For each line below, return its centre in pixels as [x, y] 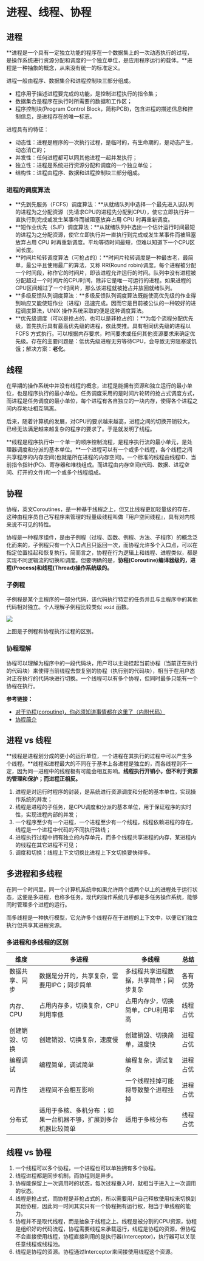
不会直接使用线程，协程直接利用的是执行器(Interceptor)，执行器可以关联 [105, 1237]
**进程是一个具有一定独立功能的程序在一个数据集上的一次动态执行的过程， [100, 53]
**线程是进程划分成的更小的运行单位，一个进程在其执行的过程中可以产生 [97, 756]
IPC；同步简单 [72, 985]
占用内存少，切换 [150, 1001]
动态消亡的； [31, 150]
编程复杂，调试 [147, 1060]
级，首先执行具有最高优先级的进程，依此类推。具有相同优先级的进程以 [103, 326]
